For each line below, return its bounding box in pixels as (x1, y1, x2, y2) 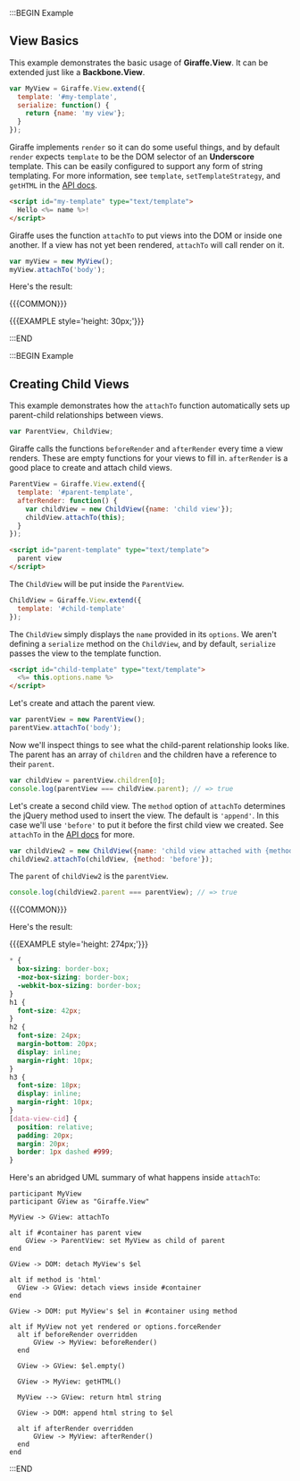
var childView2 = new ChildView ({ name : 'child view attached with (9, 846, 262, 855)
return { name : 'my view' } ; (25, 109, 126, 118)
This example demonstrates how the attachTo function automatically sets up (9, 400, 290, 411)
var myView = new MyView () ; (9, 257, 114, 266)
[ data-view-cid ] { (9, 1114, 78, 1123)
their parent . (9, 758, 55, 769)
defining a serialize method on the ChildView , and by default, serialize (9, 638, 277, 649)
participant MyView (9, 1189, 82, 1198)
